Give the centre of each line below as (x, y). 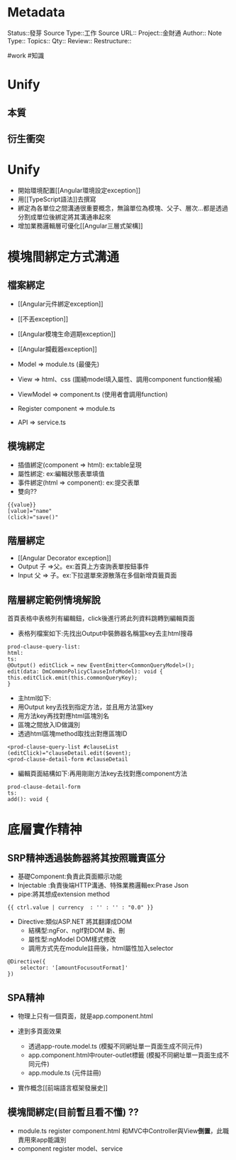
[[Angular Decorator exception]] (64, 558)
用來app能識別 (45, 1139)
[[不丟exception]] (43, 319)
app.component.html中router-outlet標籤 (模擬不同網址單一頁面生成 (125, 1055)
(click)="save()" (33, 517)
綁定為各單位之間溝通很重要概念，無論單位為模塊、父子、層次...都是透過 (123, 208)
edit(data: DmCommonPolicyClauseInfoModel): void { (85, 672)
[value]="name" (30, 511)
